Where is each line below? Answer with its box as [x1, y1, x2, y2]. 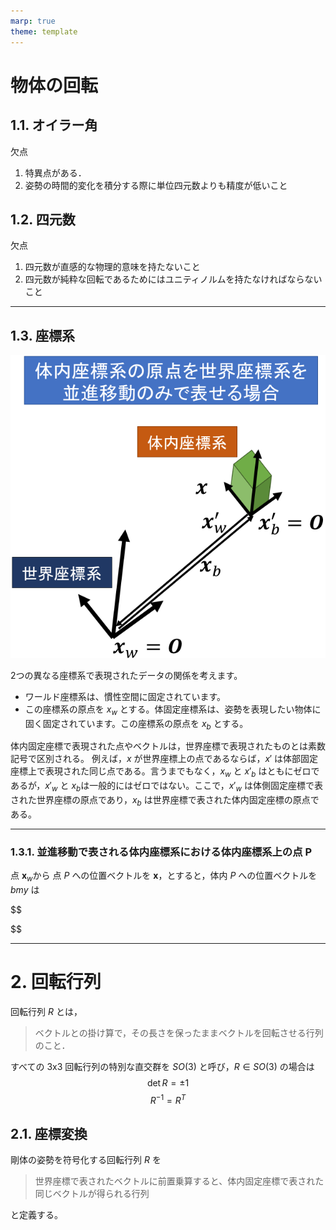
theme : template [10, 26, 78, 37]
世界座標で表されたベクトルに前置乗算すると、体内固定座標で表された [34, 1175, 325, 1187]
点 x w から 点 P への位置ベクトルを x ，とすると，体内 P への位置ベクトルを [10, 870, 318, 884]
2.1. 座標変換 [10, 1125, 88, 1142]
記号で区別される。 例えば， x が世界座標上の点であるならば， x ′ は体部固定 [10, 753, 319, 765]
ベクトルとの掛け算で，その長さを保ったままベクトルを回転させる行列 [34, 1026, 324, 1039]
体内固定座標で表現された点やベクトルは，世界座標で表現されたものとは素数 [10, 740, 326, 752]
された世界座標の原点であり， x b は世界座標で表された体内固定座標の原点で [10, 794, 320, 808]
